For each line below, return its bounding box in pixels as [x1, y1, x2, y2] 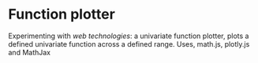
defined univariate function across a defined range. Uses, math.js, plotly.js [8, 39, 250, 48]
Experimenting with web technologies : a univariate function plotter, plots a [8, 31, 249, 40]
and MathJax [8, 47, 51, 57]
